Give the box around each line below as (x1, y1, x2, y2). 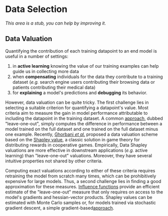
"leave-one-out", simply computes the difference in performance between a (5, 120, 162, 126)
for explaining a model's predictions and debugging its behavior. (12, 89, 147, 96)
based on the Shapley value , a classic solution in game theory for (5, 136, 140, 142)
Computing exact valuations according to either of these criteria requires (5, 167, 155, 173)
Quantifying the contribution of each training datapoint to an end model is (5, 48, 157, 54)
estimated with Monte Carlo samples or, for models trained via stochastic (5, 199, 156, 205)
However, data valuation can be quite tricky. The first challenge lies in (5, 99, 149, 105)
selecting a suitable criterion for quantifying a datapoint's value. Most (5, 104, 149, 111)
